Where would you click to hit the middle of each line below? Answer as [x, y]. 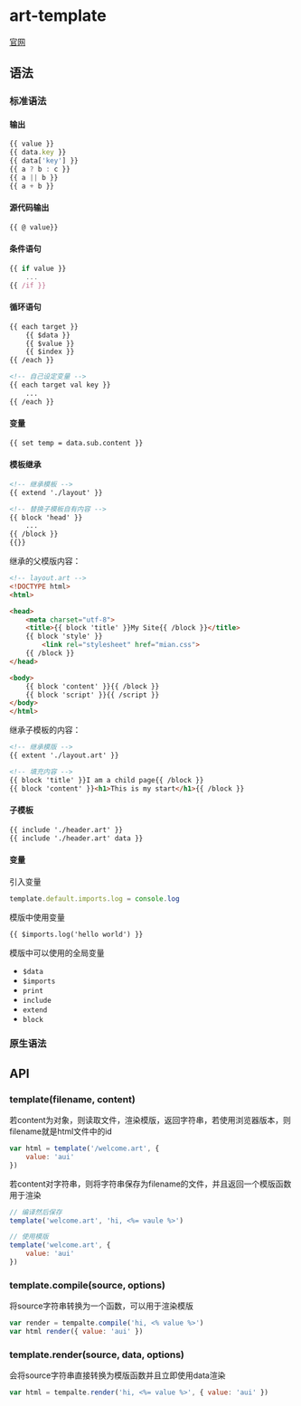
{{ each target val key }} [60, 385]
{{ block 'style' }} [64, 637]
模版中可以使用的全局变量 [57, 952]
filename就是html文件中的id [61, 1131]
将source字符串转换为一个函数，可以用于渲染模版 [102, 1306]
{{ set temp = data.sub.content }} [76, 443]
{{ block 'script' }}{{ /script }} [93, 695]
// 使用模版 [29, 1237]
